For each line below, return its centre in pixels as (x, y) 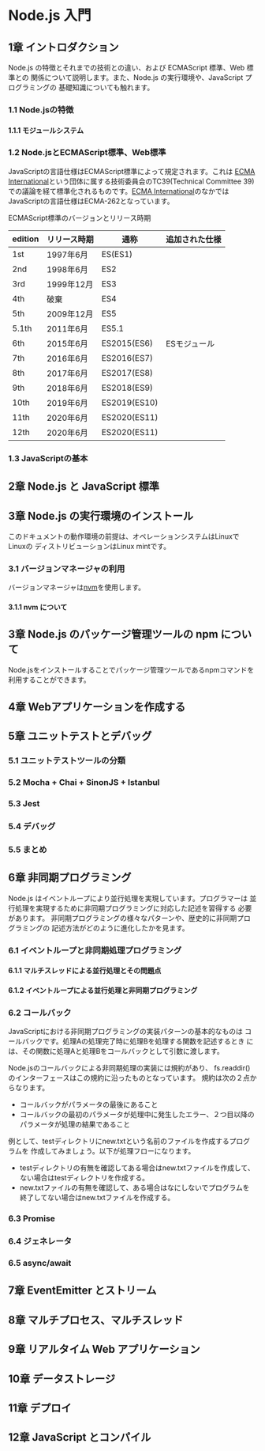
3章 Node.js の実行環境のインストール (101, 515)
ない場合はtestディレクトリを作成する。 (84, 1178)
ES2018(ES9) (127, 388)
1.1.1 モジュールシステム (46, 130)
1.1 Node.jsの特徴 (41, 109)
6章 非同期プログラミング (70, 878)
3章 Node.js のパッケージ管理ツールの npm (113, 634)
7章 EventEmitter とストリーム (82, 1291)
